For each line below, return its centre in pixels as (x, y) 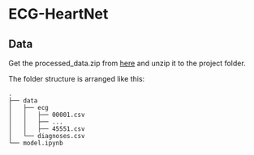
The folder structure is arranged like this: (77, 79)
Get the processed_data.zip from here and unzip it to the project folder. (127, 63)
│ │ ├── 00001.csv (47, 115)
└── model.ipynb (36, 143)
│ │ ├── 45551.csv (47, 129)
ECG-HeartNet (58, 14)
